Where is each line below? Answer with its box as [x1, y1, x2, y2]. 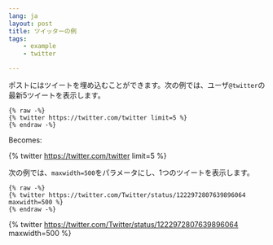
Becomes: [8, 135, 42, 145]
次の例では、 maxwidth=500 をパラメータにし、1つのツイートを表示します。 [8, 168, 254, 177]
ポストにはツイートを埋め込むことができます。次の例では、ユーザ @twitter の [8, 81, 266, 90]
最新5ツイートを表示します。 [8, 90, 105, 100]
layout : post [8, 20, 53, 28]
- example [23, 42, 57, 50]
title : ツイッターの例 [8, 27, 77, 35]
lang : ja [8, 11, 38, 20]
